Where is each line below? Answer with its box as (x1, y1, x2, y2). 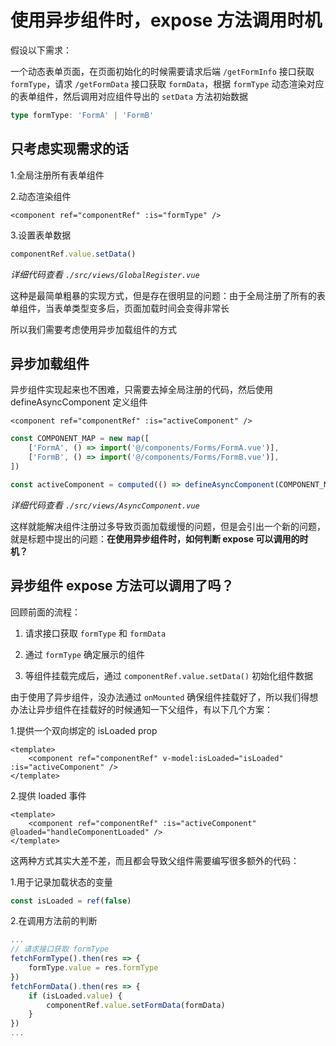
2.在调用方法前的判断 (10, 915, 98, 927)
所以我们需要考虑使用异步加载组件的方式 (10, 323, 177, 335)
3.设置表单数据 (10, 229, 72, 241)
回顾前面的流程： (10, 606, 81, 618)
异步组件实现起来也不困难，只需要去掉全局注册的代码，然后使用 (10, 384, 273, 396)
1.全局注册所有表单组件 (10, 169, 105, 181)
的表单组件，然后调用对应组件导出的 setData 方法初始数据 (10, 90, 248, 102)
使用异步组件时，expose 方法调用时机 (10, 9, 323, 32)
